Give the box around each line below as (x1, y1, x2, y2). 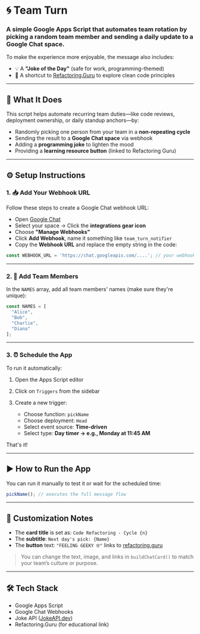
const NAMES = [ (6, 304, 46, 310)
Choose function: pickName (23, 410, 89, 417)
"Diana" (11, 326, 31, 332)
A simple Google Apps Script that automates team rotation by (6, 25, 187, 33)
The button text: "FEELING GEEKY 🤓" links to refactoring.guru (14, 542, 163, 549)
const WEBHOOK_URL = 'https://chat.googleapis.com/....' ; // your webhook (6, 252, 196, 258)
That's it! (6, 441, 28, 448)
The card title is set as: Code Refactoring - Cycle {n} (14, 529, 148, 536)
